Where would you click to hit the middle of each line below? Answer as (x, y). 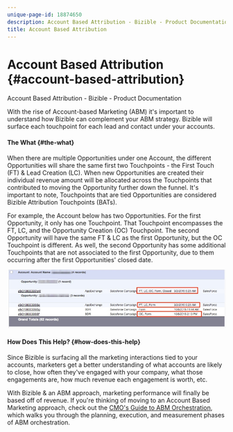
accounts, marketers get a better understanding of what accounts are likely (115, 365)
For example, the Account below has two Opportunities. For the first (104, 216)
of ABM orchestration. (39, 422)
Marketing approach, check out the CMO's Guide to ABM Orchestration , (110, 407)
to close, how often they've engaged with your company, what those (105, 372)
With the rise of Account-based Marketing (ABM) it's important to (101, 112)
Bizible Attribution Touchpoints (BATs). (62, 202)
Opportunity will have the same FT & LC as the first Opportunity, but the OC (115, 237)
